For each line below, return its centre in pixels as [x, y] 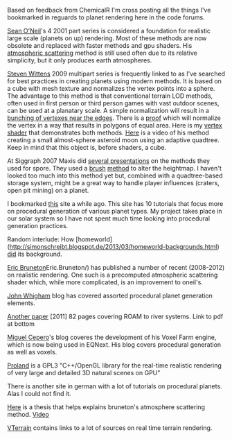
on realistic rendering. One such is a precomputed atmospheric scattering [113, 275]
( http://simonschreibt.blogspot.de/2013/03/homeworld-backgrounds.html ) [113, 247]
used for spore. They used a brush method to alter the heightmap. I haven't [114, 168]
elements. [21, 303]
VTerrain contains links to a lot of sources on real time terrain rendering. [110, 428]
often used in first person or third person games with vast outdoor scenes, [113, 103]
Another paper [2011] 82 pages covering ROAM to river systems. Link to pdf [115, 316]
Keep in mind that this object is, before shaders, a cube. [87, 147]
